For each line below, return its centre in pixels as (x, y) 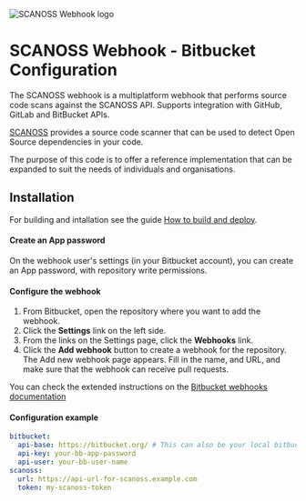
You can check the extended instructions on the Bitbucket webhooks (138, 387)
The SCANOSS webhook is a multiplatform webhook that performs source (148, 95)
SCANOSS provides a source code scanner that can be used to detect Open (152, 132)
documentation (38, 396)
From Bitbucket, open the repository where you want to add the (142, 311)
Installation (42, 198)
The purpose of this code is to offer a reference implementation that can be (151, 159)
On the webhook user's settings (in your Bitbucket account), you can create (152, 260)
